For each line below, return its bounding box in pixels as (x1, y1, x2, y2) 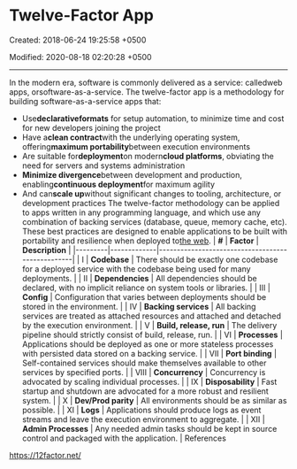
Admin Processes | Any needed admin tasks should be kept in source (21, 423, 278, 434)
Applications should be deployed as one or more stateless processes (21, 338, 274, 350)
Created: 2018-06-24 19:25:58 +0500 (9, 35, 147, 45)
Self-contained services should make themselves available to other (21, 358, 267, 368)
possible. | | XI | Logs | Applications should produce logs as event (21, 404, 262, 415)
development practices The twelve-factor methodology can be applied (21, 197, 280, 208)
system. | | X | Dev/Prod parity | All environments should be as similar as (21, 395, 287, 405)
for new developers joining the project (21, 122, 161, 133)
